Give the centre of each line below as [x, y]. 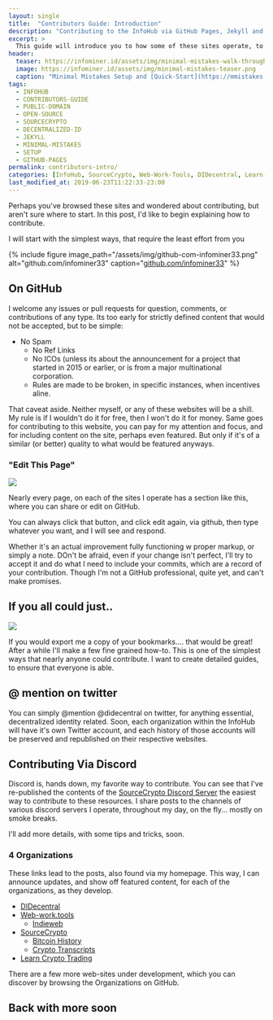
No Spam [36, 341]
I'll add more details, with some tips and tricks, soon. [97, 834]
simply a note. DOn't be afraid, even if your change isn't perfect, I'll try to [131, 555]
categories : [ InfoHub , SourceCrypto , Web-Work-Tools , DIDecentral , [125, 175]
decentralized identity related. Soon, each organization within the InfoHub [132, 721]
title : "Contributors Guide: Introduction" [85, 24]
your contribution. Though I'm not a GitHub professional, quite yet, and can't [136, 572]
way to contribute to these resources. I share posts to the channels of [125, 801]
